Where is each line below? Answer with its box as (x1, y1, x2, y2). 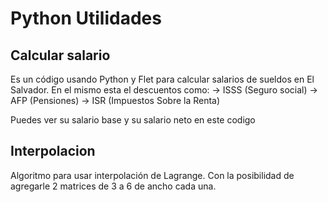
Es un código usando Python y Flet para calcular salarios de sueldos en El (10, 73, 315, 85)
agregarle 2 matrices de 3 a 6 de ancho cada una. (10, 180, 217, 192)
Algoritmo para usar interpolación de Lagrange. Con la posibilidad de (10, 169, 295, 181)
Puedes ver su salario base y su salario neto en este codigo (10, 114, 256, 126)
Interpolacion (10, 143, 96, 160)
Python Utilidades (10, 7, 162, 30)
